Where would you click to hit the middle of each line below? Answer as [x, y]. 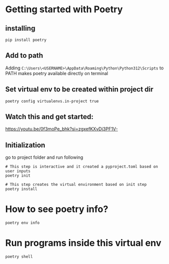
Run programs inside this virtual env [83, 243]
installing [20, 28]
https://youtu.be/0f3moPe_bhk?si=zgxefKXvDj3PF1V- [62, 129]
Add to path [24, 55]
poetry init [18, 176]
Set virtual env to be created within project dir [79, 90]
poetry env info [22, 223]
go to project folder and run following [44, 157]
